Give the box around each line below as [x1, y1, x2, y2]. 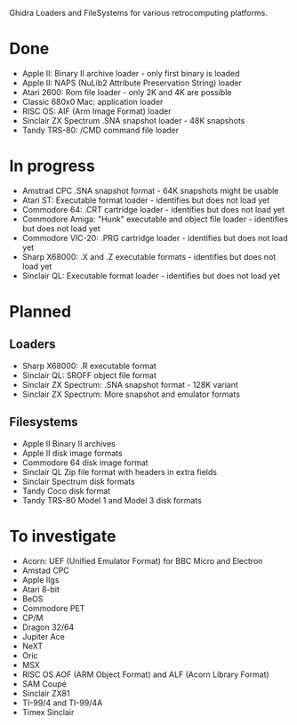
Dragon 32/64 [21, 622, 75, 632]
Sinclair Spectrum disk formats [21, 476, 135, 487]
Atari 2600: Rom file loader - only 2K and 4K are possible [21, 86, 232, 97]
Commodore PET [21, 602, 85, 613]
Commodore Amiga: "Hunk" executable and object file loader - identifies [21, 213, 289, 224]
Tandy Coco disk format [21, 485, 111, 496]
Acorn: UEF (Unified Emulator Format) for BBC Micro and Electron [21, 555, 263, 566]
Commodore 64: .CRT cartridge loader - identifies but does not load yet [21, 204, 285, 214]
